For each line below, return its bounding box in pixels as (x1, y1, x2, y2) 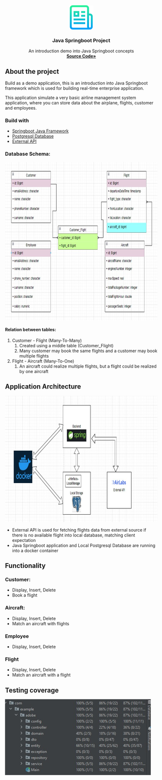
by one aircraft (19, 368, 49, 374)
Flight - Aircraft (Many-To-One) (12, 358, 74, 364)
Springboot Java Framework (12, 128, 69, 134)
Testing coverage (5, 686, 59, 694)
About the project (5, 67, 59, 76)
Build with (5, 117, 29, 124)
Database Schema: (5, 150, 51, 157)
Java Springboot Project (52, 37, 110, 44)
